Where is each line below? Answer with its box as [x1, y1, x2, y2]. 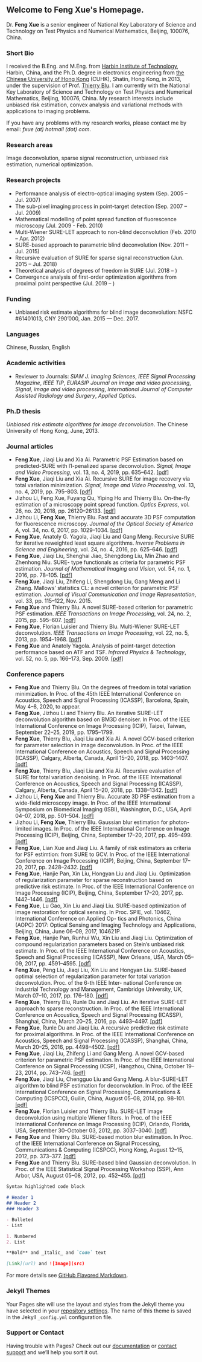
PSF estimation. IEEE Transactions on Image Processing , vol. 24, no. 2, [14, 610, 191, 617]
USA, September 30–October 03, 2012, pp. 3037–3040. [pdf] [14, 1127, 167, 1134]
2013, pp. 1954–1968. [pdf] [14, 636, 81, 643]
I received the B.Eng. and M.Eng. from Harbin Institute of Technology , [6, 63, 179, 70]
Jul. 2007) [14, 196, 41, 203]
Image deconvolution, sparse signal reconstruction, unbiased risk [6, 154, 169, 162]
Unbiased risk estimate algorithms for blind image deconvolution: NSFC [14, 308, 193, 316]
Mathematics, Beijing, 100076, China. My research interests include [6, 95, 174, 102]
